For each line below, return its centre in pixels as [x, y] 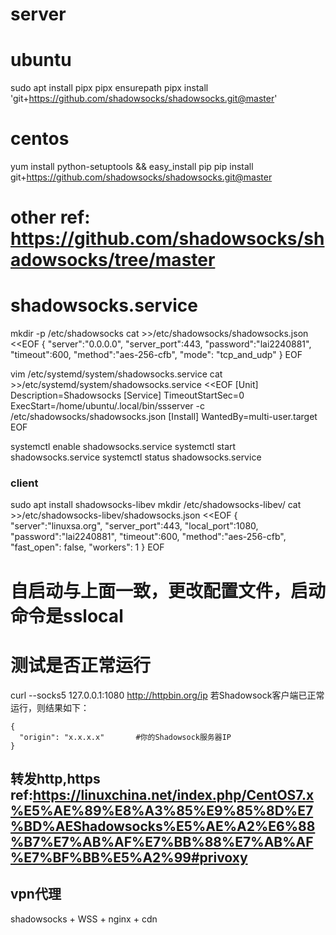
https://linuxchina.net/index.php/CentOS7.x [173, 795]
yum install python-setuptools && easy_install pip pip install [132, 167]
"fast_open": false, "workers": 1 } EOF [87, 547]
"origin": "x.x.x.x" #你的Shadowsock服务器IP [125, 737]
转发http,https [55, 779]
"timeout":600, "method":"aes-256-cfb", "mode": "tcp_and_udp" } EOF [156, 355]
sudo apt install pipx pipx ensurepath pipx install [109, 88]
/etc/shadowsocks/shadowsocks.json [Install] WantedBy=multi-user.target [164, 417]
